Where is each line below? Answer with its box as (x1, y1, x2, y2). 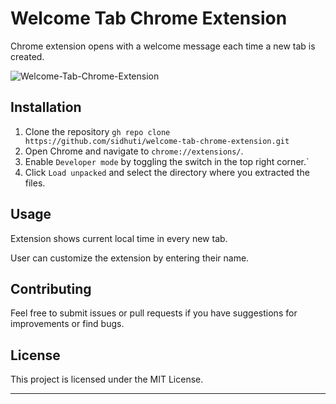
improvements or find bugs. (10, 318, 125, 330)
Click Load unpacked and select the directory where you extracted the (24, 166, 310, 178)
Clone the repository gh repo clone (24, 125, 171, 137)
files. (24, 177, 46, 189)
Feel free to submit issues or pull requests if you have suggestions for (10, 307, 298, 319)
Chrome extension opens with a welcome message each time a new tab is (10, 40, 316, 52)
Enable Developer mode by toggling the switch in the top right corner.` (24, 155, 310, 167)
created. (10, 50, 45, 62)
